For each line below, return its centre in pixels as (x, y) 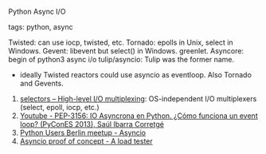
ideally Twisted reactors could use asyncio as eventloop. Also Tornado (136, 75)
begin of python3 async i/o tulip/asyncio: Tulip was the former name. (121, 59)
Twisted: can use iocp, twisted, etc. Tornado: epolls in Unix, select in (121, 42)
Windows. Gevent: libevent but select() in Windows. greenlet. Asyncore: (126, 51)
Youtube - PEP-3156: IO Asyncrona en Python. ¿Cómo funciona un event (139, 116)
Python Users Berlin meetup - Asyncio (82, 132)
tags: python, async (41, 27)
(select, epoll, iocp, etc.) (59, 107)
